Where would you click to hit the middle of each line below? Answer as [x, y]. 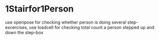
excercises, [17, 27]
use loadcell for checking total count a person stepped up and [92, 27]
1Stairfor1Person [40, 9]
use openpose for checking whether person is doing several [66, 22]
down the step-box [24, 32]
